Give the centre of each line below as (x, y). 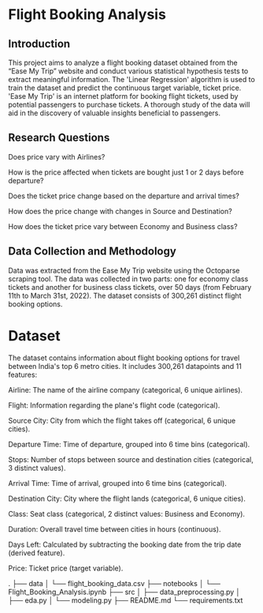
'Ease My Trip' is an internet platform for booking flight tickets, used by (123, 96)
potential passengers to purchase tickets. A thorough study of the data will (129, 105)
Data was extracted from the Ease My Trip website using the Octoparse (124, 270)
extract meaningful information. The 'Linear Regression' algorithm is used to (132, 79)
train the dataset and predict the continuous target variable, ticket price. (125, 88)
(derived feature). (37, 553)
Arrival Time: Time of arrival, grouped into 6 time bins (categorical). (117, 483)
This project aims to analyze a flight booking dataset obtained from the (123, 62)
